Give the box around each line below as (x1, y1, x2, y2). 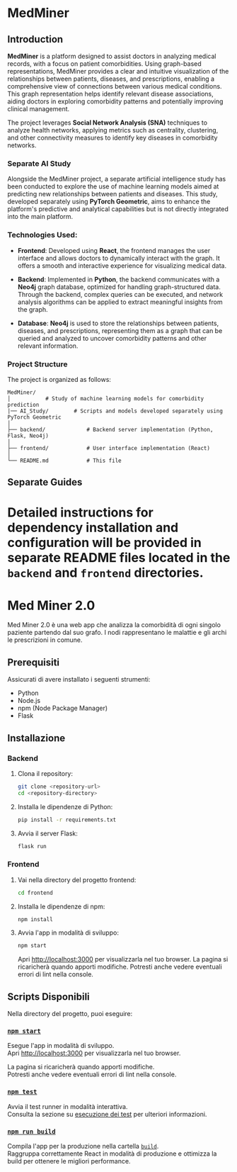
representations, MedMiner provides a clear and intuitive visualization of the (7, 67, 229, 75)
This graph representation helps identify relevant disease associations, (7, 90, 214, 98)
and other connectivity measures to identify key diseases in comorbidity (7, 133, 218, 142)
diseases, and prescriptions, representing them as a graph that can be (17, 326, 223, 334)
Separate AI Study (7, 158, 71, 168)
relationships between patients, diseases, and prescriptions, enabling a (7, 74, 214, 83)
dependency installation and (7, 519, 179, 536)
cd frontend (17, 889, 53, 896)
